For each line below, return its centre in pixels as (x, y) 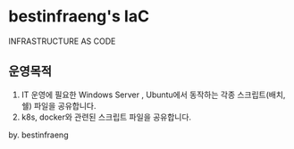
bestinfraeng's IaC (79, 17)
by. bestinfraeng (38, 135)
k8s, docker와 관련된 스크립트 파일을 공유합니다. (106, 117)
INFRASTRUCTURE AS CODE (62, 41)
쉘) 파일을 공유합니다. (59, 105)
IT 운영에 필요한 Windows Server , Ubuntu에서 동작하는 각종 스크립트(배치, (153, 95)
